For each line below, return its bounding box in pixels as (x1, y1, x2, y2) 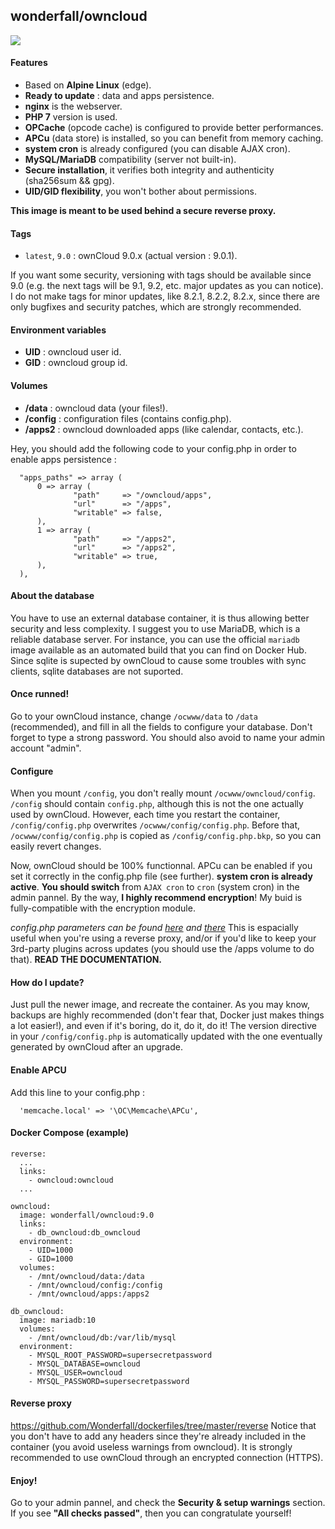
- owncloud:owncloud (28, 1175, 114, 1185)
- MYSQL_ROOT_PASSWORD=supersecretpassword (28, 1350, 213, 1360)
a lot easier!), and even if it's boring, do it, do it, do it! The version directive (10, 1020, 317, 1032)
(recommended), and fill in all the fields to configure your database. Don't (10, 721, 313, 733)
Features (10, 57, 48, 69)
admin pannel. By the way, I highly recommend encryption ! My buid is (10, 892, 303, 904)
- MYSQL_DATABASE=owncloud (28, 1359, 141, 1369)
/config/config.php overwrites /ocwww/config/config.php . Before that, (10, 819, 300, 831)
